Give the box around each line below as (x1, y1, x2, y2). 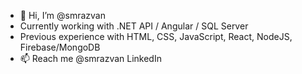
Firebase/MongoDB (19, 41, 101, 53)
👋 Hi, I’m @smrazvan (19, 10, 106, 21)
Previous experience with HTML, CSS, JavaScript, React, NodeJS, (19, 31, 293, 42)
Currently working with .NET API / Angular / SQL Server (19, 20, 249, 32)
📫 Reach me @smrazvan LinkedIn (19, 53, 162, 64)
